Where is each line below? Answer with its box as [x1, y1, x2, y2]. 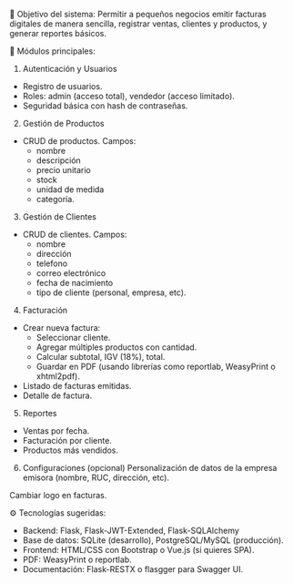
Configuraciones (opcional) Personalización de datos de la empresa [22, 463, 278, 473]
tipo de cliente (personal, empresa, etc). [35, 287, 187, 298]
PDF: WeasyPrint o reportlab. [22, 554, 132, 565]
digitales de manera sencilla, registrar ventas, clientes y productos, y [9, 18, 268, 29]
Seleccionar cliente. [35, 333, 111, 343]
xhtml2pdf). [35, 371, 80, 382]
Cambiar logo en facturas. [9, 490, 107, 500]
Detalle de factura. [22, 390, 93, 401]
